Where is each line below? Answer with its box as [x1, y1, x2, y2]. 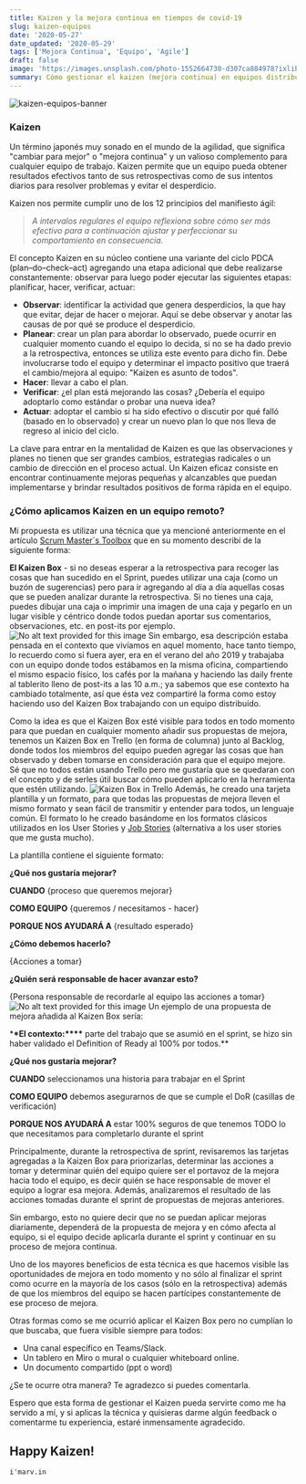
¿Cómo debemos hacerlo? [9, 938, 111, 949]
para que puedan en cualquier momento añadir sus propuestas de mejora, [9, 726, 289, 737]
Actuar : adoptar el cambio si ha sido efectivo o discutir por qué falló [22, 406, 280, 417]
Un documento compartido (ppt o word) [22, 1362, 173, 1374]
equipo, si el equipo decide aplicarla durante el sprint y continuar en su [9, 1231, 276, 1242]
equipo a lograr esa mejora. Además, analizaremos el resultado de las [9, 1185, 271, 1196]
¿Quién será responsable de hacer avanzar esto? [9, 974, 199, 985]
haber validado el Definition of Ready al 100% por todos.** [9, 1038, 229, 1050]
